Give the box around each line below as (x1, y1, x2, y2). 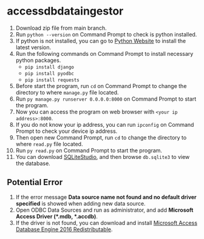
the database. (15, 160, 50, 167)
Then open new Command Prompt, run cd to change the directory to (15, 133, 187, 141)
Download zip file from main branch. (15, 24, 107, 32)
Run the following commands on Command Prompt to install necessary (15, 50, 194, 57)
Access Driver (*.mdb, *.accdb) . (15, 212, 98, 220)
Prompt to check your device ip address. (15, 127, 118, 135)
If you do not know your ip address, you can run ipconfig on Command (15, 121, 194, 128)
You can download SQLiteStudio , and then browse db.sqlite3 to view (15, 153, 190, 160)
